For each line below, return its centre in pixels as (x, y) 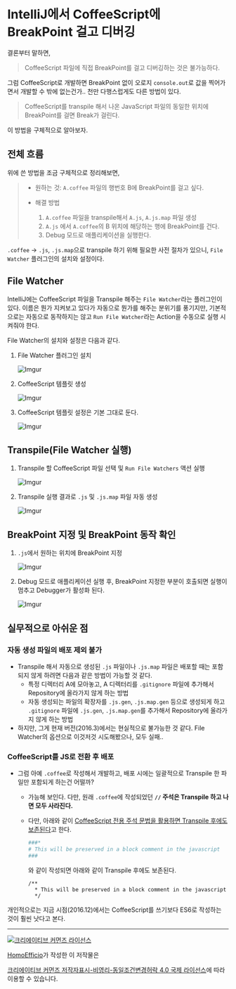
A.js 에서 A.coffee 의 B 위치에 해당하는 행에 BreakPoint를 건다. (132, 226)
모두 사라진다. (54, 806)
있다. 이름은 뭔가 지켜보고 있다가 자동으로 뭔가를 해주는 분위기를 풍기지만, (107, 308)
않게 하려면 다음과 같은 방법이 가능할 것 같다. (91, 675)
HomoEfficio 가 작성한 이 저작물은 (53, 955)
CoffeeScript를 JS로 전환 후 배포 (61, 757)
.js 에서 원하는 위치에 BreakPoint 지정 (70, 553)
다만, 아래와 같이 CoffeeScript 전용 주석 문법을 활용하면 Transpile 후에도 (128, 821)
